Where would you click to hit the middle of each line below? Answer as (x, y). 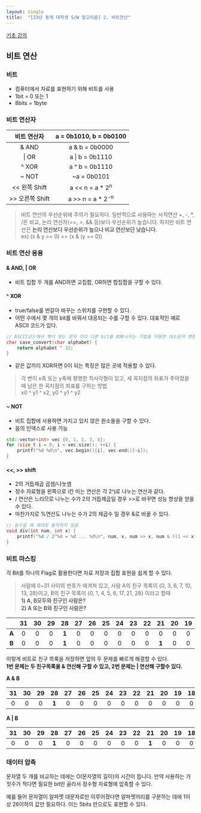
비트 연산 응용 (25, 253)
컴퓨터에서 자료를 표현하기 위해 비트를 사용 (65, 89)
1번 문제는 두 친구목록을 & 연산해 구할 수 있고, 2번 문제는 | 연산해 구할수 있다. (95, 666)
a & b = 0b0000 (91, 147)
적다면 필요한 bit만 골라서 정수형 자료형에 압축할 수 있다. (87, 784)
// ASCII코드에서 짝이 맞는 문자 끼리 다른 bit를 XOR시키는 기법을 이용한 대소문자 (96, 336)
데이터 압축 (21, 762)
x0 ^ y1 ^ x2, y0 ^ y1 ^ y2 (51, 393)
